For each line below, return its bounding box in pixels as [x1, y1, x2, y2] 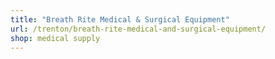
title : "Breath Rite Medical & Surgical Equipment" [10, 14, 230, 25]
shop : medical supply [10, 33, 101, 43]
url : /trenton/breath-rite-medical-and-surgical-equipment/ [10, 24, 267, 34]
